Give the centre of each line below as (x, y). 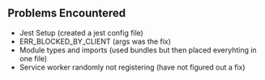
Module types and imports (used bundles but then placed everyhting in (138, 50)
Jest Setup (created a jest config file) (81, 32)
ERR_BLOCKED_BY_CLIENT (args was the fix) (95, 41)
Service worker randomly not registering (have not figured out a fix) (132, 67)
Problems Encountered (67, 13)
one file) (33, 58)
